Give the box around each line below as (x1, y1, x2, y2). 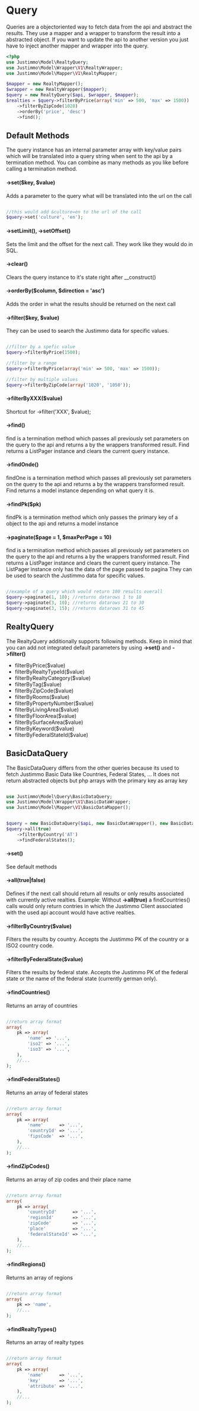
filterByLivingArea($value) (14, 705, 79, 713)
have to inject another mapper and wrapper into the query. (6, 42, 149, 49)
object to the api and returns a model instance (6, 520, 118, 527)
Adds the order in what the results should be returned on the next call (6, 300, 176, 307)
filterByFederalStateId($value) (14, 731, 89, 738)
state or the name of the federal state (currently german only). (6, 975, 158, 982)
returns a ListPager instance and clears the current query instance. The (6, 559, 181, 566)
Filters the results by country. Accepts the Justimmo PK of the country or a (6, 936, 189, 943)
